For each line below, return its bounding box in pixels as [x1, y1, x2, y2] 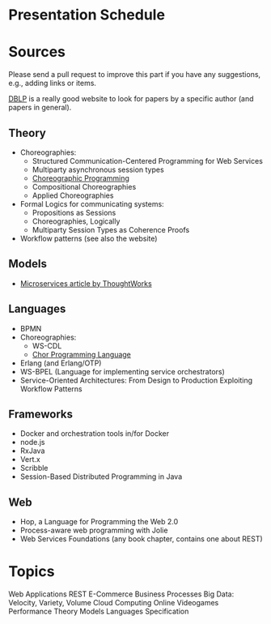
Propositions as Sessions [32, 207, 116, 217]
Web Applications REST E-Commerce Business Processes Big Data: [8, 589, 235, 599]
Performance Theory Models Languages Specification [8, 606, 189, 617]
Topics [8, 562, 55, 581]
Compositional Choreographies [32, 182, 137, 191]
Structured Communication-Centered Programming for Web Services [32, 156, 263, 165]
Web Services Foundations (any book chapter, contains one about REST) [19, 534, 263, 544]
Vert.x [19, 455, 40, 464]
